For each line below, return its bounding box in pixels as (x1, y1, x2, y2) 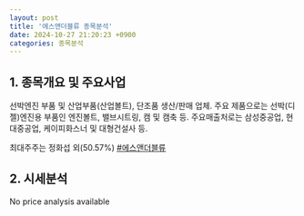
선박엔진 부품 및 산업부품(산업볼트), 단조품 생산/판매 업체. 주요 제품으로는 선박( (9, 101, 289, 112)
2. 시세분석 (9, 172, 68, 187)
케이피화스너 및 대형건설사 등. (43, 123, 148, 134)
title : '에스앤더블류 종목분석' (9, 22, 114, 31)
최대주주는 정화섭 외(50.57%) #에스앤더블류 (9, 142, 167, 153)
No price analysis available (9, 196, 110, 207)
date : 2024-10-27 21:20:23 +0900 (9, 30, 137, 39)
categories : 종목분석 (9, 38, 84, 48)
